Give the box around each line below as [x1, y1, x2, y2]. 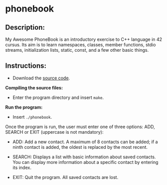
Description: [5, 23, 45, 32]
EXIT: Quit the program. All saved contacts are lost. [12, 174, 119, 180]
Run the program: [5, 104, 43, 110]
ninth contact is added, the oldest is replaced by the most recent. [12, 144, 148, 150]
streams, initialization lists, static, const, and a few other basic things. [5, 47, 149, 53]
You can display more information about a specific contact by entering [12, 159, 158, 165]
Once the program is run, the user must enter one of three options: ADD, [5, 124, 155, 130]
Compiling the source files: [5, 84, 63, 90]
